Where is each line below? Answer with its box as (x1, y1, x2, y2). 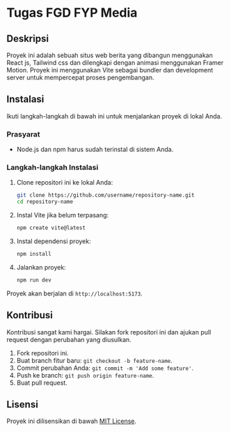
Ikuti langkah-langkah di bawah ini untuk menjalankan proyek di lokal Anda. (6, 111, 223, 120)
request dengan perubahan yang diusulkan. (6, 335, 132, 344)
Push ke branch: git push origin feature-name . (16, 371, 154, 379)
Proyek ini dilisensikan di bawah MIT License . (6, 417, 137, 426)
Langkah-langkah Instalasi (6, 162, 99, 172)
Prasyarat (6, 129, 40, 139)
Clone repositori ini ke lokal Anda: (16, 178, 113, 187)
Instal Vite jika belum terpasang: (16, 211, 109, 219)
